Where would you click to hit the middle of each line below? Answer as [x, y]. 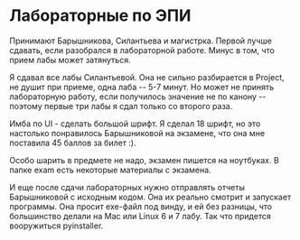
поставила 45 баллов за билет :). [73, 143]
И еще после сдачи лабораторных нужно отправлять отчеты [127, 187]
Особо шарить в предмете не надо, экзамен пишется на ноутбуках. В [145, 160]
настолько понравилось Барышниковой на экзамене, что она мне [137, 133]
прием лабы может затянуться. [70, 60]
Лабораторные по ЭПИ [100, 16]
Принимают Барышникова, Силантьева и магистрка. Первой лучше [141, 41]
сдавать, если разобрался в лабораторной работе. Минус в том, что [142, 50]
